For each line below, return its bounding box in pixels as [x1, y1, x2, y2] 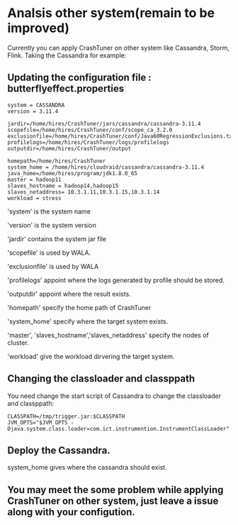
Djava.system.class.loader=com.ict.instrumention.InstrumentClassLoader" [7, 425, 230, 432]
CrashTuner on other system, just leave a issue [7, 494, 219, 507]
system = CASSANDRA [7, 101, 65, 109]
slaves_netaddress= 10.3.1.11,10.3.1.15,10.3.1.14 [7, 188, 160, 196]
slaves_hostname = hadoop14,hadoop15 [7, 182, 119, 189]
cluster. [7, 338, 30, 347]
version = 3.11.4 [7, 108, 59, 115]
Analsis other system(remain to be [7, 5, 215, 21]
